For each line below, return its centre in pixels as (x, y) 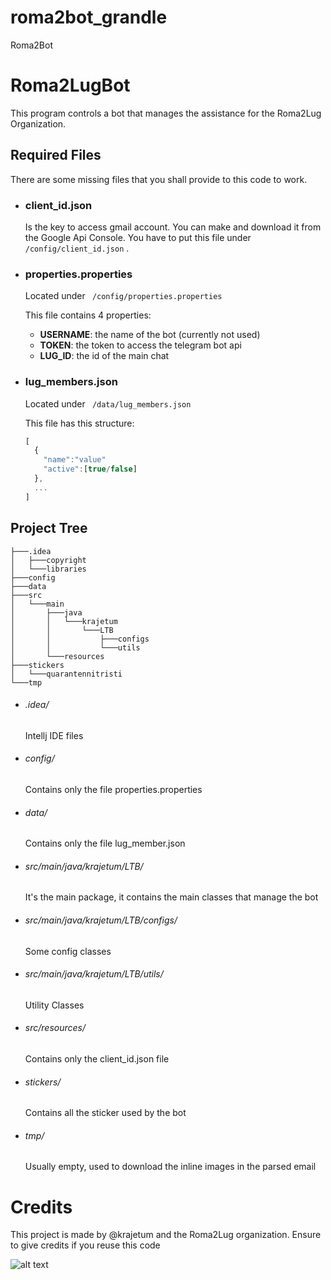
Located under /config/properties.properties (123, 296)
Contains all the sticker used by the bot (105, 1113)
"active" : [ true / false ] (90, 469)
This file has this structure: (79, 423)
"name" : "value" (75, 460)
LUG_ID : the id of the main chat (104, 356)
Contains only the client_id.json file (97, 1058)
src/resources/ (55, 1028)
